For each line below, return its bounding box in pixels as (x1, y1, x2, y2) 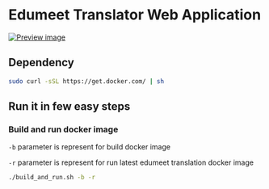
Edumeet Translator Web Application (8, 6, 261, 24)
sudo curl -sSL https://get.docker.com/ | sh (8, 77, 164, 86)
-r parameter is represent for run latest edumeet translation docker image (8, 157, 254, 167)
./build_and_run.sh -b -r (8, 174, 95, 182)
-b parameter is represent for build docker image (8, 142, 171, 152)
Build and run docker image (8, 124, 119, 135)
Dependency (8, 56, 74, 69)
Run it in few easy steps (8, 99, 131, 114)
